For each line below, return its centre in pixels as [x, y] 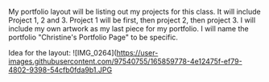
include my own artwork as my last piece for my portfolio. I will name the [128, 29]
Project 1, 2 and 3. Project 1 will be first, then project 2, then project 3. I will [132, 20]
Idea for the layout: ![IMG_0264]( [62, 53]
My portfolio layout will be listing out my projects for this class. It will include [134, 12]
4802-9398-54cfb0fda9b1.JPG [60, 70]
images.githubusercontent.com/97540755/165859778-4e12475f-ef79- [126, 61]
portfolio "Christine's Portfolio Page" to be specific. [93, 37]
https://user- [137, 53]
